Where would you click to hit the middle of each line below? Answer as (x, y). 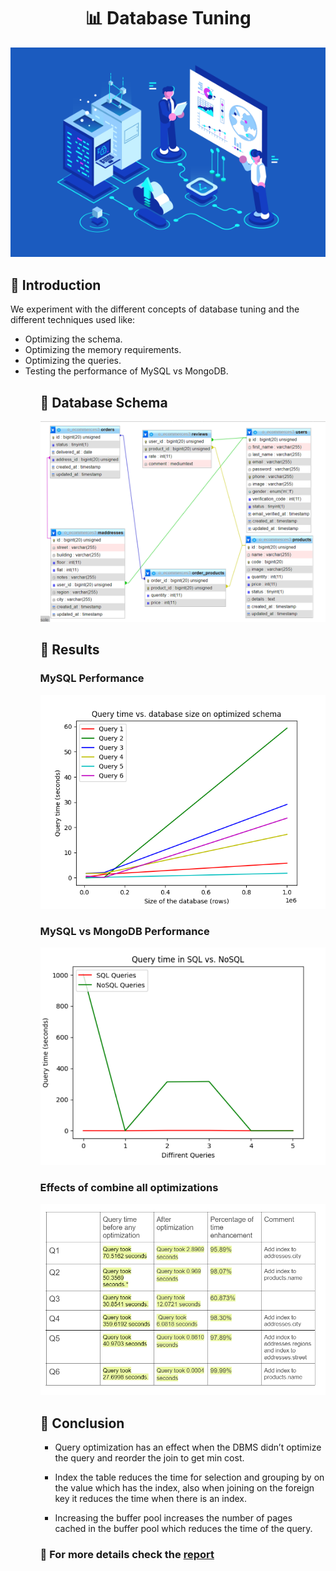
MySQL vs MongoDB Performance (124, 931)
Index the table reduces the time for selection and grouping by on (189, 1477)
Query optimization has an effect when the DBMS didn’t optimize (188, 1447)
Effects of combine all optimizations (129, 1187)
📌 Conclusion (82, 1423)
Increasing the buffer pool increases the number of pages (173, 1517)
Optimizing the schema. (73, 339)
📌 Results (69, 650)
